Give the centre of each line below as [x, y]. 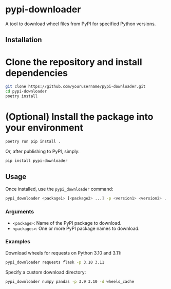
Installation [24, 40]
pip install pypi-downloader [36, 160]
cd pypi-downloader [26, 92]
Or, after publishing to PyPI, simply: [42, 151]
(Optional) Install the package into [79, 117]
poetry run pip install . [33, 141]
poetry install [22, 96]
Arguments [20, 212]
